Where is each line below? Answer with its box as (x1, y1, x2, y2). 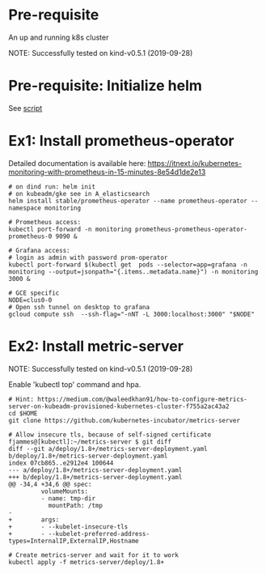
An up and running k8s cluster (8, 32, 109, 42)
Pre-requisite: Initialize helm (8, 77, 202, 95)
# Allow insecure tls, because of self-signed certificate (8, 431, 212, 439)
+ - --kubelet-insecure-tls (8, 522, 129, 531)
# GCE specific (8, 289, 60, 297)
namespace (8, 204, 42, 212)
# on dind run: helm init (8, 182, 95, 191)
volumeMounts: (40, 487, 89, 495)
